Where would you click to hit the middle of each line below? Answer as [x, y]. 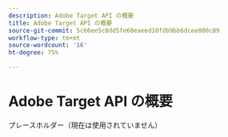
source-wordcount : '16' [48, 45]
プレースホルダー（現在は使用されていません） [85, 125]
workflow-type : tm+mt [44, 38]
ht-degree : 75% [34, 53]
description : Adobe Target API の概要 [71, 16]
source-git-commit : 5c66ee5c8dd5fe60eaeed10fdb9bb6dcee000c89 [114, 30]
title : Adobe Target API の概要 [60, 23]
